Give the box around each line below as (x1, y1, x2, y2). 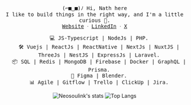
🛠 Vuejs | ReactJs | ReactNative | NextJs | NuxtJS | (18, 44, 180, 50)
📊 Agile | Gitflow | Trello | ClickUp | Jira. (29, 79, 169, 86)
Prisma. (88, 67, 111, 73)
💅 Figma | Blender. (71, 73, 127, 79)
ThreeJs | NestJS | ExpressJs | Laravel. (38, 52, 160, 58)
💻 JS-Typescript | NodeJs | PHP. (49, 35, 149, 41)
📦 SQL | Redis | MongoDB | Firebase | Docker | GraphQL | (12, 58, 186, 65)
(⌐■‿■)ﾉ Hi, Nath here (62, 5, 127, 11)
